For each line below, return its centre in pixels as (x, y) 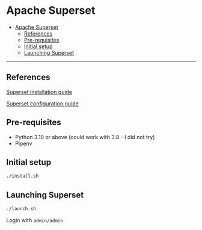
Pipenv (23, 143)
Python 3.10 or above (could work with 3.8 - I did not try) (85, 137)
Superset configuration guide (43, 104)
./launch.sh (21, 209)
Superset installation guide (39, 92)
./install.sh (23, 176)
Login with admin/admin (35, 220)
